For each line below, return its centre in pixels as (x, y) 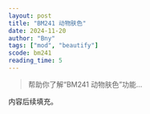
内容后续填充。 (33, 101)
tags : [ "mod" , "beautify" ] (53, 46)
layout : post (30, 16)
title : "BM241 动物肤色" (47, 23)
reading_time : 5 (35, 61)
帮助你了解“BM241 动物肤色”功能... (85, 84)
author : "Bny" (32, 38)
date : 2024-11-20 (37, 31)
